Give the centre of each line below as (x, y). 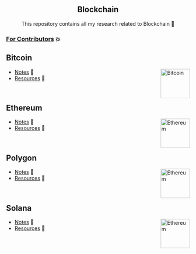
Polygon (21, 158)
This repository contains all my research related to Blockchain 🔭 (98, 23)
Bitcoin (19, 58)
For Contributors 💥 (33, 39)
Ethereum (24, 108)
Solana (19, 208)
